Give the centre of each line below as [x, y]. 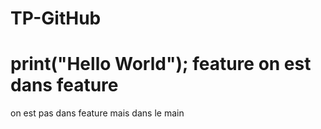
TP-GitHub [56, 18]
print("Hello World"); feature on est [161, 64]
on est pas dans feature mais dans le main [97, 113]
